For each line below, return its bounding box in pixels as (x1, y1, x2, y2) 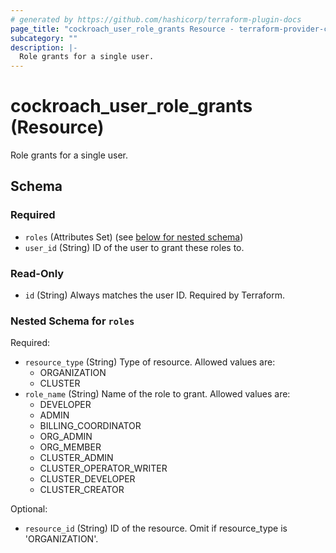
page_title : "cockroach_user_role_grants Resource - (10, 24, 235, 34)
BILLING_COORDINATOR (39, 420, 142, 432)
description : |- (10, 42, 78, 53)
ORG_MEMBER (39, 441, 102, 453)
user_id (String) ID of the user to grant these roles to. (24, 241, 245, 253)
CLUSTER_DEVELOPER (39, 473, 136, 485)
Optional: (10, 503, 48, 515)
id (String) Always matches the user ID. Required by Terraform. (24, 289, 286, 301)
